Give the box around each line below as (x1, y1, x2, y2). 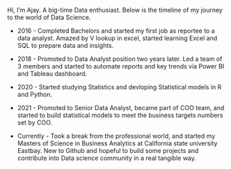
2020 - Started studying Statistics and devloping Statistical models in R (17, 83, 222, 91)
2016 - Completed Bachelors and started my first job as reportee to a (17, 27, 216, 35)
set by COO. (17, 118, 53, 127)
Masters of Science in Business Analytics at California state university (17, 139, 218, 148)
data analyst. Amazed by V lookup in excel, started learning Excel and (17, 34, 218, 42)
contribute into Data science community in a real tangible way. (17, 154, 197, 162)
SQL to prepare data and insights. (17, 42, 114, 49)
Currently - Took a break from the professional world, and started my (17, 132, 216, 140)
